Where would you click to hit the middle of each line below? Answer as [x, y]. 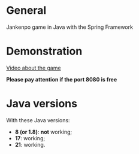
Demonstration [44, 51]
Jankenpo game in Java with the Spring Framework [70, 27]
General [26, 10]
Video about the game [34, 68]
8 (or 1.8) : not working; [43, 132]
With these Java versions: [38, 120]
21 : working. [30, 144]
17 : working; [30, 138]
